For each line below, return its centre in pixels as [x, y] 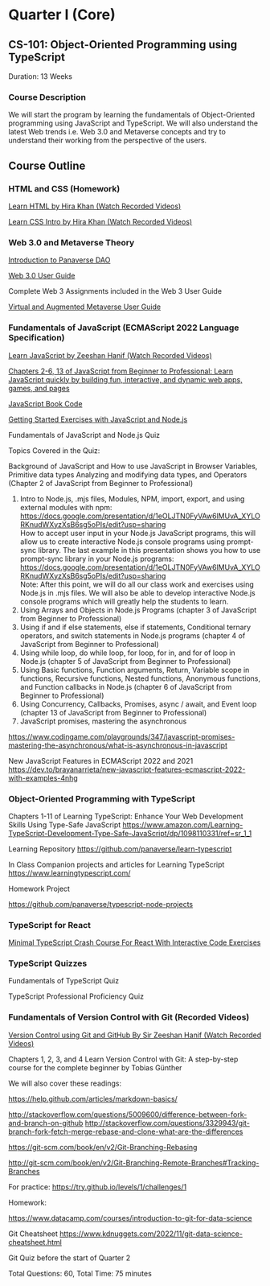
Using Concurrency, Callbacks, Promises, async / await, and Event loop [138, 704]
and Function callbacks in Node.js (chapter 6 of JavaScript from [126, 686]
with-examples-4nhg [43, 777]
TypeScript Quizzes [48, 963]
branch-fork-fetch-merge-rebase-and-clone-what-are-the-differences [126, 1131]
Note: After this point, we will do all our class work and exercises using [137, 584]
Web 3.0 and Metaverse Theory [72, 242]
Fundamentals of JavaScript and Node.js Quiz [84, 435]
